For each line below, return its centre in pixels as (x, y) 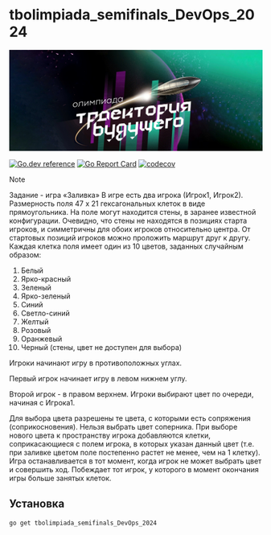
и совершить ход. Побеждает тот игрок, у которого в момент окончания (134, 470)
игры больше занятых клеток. (60, 478)
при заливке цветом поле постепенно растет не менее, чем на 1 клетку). (135, 453)
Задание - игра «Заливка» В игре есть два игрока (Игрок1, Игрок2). (126, 195)
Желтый (35, 322)
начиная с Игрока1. (42, 403)
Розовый (36, 331)
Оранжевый (41, 339)
